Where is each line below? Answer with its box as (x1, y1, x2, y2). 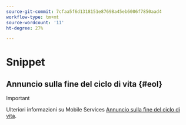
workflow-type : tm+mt (6, 14, 59, 20)
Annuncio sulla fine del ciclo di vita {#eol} (6, 79, 163, 89)
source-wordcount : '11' (6, 19, 65, 25)
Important (6, 95, 30, 102)
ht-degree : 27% (6, 25, 44, 31)
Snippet (6, 55, 45, 69)
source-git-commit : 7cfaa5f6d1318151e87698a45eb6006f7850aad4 (6, 8, 162, 15)
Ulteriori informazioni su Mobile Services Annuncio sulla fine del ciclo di (6, 106, 181, 113)
